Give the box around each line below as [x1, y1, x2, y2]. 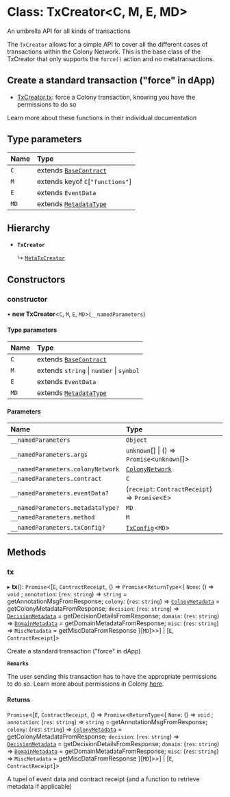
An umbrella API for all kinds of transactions [7, 27, 131, 35]
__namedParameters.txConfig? [10, 524, 105, 532]
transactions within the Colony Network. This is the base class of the [7, 47, 201, 56]
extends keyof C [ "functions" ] [36, 177, 132, 186]
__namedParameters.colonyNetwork [10, 465, 120, 473]
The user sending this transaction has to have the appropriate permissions [7, 673, 217, 681]
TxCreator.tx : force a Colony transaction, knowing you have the [16, 93, 196, 101]
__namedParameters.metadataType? [10, 504, 120, 512]
